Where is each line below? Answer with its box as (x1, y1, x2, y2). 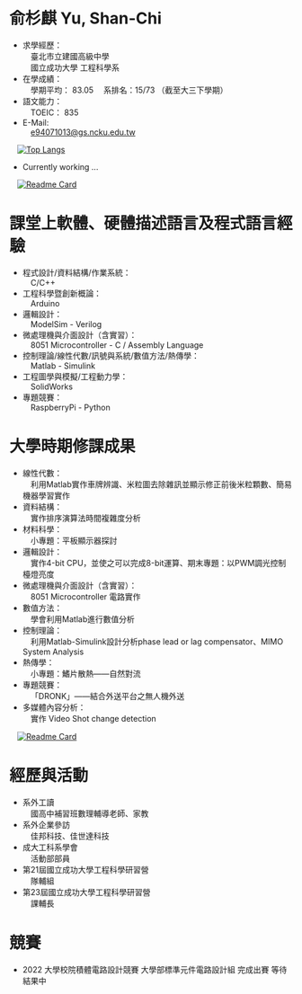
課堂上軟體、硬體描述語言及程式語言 (9, 213, 278, 234)
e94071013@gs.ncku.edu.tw (30, 127, 137, 138)
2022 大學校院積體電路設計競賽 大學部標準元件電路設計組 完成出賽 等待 (22, 963, 288, 975)
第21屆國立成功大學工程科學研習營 (22, 864, 150, 874)
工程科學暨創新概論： (22, 288, 102, 298)
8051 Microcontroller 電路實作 (30, 590, 141, 602)
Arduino (30, 297, 60, 308)
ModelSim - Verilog (30, 318, 102, 329)
